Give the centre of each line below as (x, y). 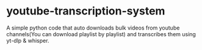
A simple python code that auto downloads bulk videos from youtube (93, 28)
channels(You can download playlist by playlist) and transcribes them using (101, 34)
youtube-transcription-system (86, 11)
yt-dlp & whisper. (28, 40)
